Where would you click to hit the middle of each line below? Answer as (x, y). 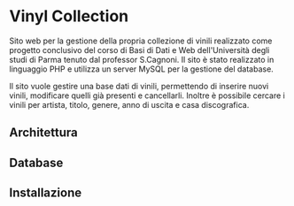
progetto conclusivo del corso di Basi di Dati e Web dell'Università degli (139, 50)
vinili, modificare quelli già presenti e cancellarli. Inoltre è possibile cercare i (147, 95)
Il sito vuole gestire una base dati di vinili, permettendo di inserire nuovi (139, 86)
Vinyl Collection (69, 16)
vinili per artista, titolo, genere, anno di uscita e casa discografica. (129, 104)
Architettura (43, 133)
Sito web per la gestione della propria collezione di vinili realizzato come (141, 41)
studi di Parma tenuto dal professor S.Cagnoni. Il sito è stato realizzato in (142, 59)
